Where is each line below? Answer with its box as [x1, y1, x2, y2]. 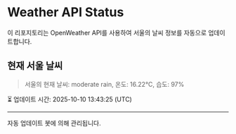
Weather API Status [7, 4, 124, 20]
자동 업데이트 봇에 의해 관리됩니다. [7, 118, 101, 127]
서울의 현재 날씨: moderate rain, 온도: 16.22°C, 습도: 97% [24, 80, 185, 88]
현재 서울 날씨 [7, 60, 63, 72]
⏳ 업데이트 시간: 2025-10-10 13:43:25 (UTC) [7, 95, 132, 103]
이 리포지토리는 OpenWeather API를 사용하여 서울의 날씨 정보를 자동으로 [7, 28, 207, 37]
